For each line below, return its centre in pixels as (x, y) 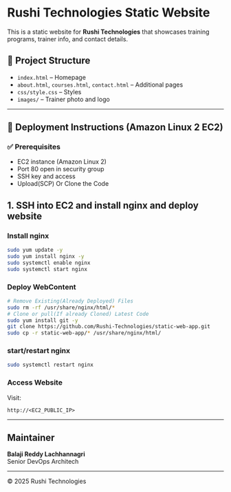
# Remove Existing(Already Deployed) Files (70, 301)
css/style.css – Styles (49, 92)
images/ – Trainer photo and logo (63, 99)
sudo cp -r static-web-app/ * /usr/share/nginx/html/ (84, 333)
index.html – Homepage (51, 77)
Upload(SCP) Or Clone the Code (63, 184)
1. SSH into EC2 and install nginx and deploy (103, 205)
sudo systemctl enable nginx (49, 263)
